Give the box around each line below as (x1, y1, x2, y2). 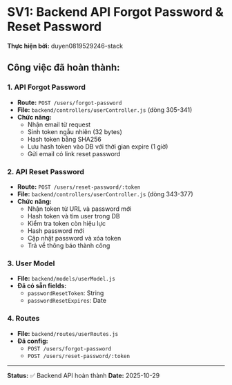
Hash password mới (27, 226, 84, 235)
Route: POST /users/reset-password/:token (17, 182, 141, 191)
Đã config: (17, 337, 48, 345)
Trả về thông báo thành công (27, 241, 110, 250)
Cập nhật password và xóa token (27, 234, 122, 242)
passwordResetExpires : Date (27, 297, 107, 305)
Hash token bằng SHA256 (27, 135, 101, 143)
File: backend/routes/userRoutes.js (17, 329, 119, 337)
